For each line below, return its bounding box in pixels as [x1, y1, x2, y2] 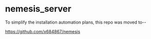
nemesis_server [5, 3, 72, 14]
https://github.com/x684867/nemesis [5, 28, 80, 34]
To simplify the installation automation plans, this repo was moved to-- [5, 19, 147, 25]
